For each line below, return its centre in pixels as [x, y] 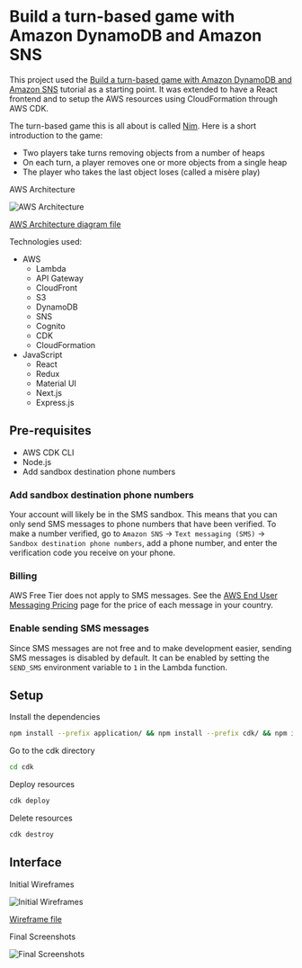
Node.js [37, 462]
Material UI [56, 383]
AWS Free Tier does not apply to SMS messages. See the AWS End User [144, 596]
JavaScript [42, 354]
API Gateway [59, 278]
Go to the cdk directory [53, 751]
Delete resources [41, 818]
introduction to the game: [56, 135]
